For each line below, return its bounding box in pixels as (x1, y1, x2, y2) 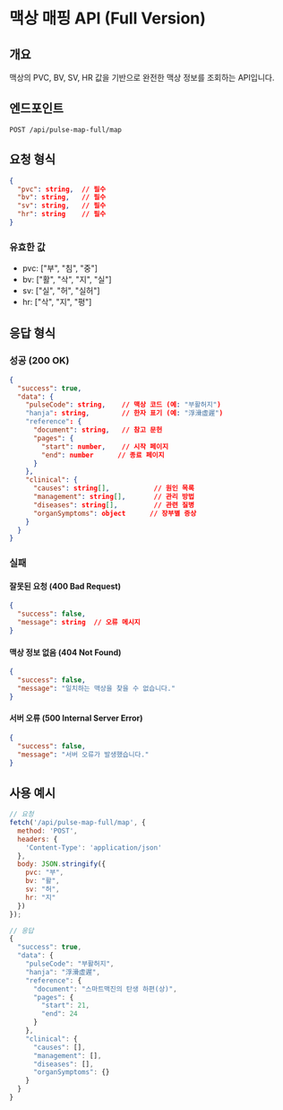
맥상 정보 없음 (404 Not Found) (9, 647, 122, 658)
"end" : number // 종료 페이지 (41, 450, 165, 459)
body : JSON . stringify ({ (17, 860, 106, 869)
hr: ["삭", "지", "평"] (21, 297, 92, 308)
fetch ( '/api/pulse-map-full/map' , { (9, 818, 146, 827)
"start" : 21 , (41, 1001, 90, 1010)
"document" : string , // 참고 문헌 (32, 425, 163, 435)
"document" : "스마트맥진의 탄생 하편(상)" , (32, 984, 177, 993)
